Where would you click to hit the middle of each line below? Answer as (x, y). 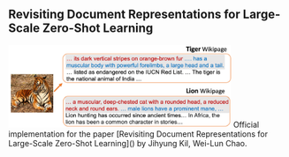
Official (246, 125)
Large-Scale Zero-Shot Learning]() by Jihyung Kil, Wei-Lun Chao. (128, 144)
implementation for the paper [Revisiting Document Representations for (138, 134)
